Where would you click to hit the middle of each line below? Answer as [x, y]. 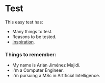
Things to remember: [31, 54]
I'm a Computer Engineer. [38, 70]
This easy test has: [24, 22]
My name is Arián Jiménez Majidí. [46, 65]
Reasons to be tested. [34, 37]
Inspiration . [24, 41]
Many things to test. [32, 31]
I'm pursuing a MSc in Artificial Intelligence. [56, 76]
